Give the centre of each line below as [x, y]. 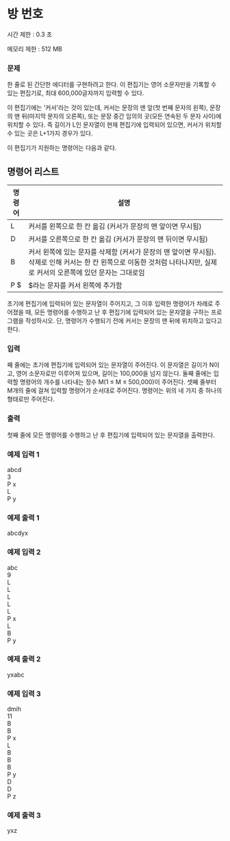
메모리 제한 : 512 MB [35, 49]
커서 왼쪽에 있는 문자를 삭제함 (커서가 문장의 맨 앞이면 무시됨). [122, 252]
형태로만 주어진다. [31, 399]
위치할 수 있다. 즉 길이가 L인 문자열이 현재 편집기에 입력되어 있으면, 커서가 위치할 [115, 125]
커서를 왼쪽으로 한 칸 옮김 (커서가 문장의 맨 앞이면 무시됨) [115, 227]
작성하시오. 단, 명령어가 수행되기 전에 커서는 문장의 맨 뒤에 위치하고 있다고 [124, 321]
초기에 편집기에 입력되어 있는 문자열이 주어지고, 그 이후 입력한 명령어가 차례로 [110, 304]
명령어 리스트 [33, 172]
